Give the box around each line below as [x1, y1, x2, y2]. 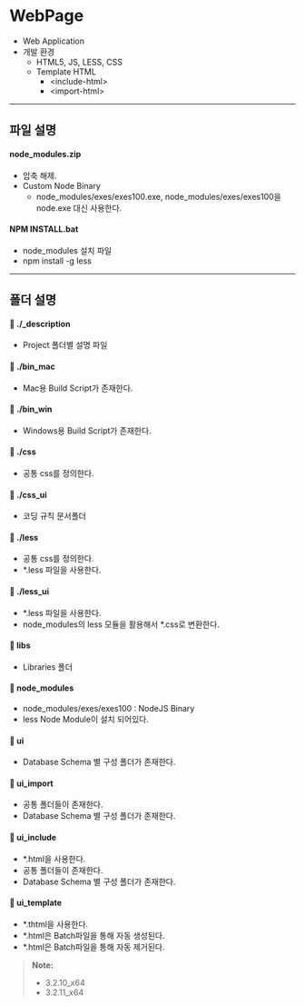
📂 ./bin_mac [9, 361, 56, 372]
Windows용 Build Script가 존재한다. [22, 424, 152, 436]
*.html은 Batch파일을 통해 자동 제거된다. [22, 941, 165, 952]
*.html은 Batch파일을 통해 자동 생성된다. [22, 930, 165, 941]
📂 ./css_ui [9, 489, 47, 500]
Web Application [22, 35, 84, 46]
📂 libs [9, 640, 31, 651]
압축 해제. [22, 170, 57, 181]
